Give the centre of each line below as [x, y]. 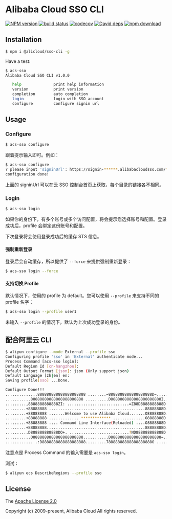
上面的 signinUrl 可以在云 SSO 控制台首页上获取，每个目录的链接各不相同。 [85, 185]
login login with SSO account [58, 99]
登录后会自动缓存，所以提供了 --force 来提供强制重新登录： [68, 261]
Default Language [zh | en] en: [38, 376]
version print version [48, 89]
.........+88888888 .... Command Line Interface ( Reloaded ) [70, 423]
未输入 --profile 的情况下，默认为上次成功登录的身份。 [64, 322]
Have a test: [18, 61]
